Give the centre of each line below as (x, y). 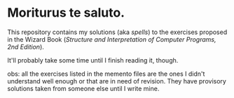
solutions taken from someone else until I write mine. (83, 88)
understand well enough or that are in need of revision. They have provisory (117, 81)
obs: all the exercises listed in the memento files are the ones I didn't (106, 74)
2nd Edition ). (26, 47)
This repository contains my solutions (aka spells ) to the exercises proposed (117, 32)
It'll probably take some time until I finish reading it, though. (93, 60)
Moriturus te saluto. (66, 13)
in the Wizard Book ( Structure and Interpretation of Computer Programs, (112, 39)
